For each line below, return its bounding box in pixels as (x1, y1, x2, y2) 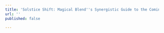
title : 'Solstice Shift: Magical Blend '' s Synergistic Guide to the (5, 7, 147, 12)
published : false (5, 16, 41, 21)
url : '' (5, 12, 21, 16)
